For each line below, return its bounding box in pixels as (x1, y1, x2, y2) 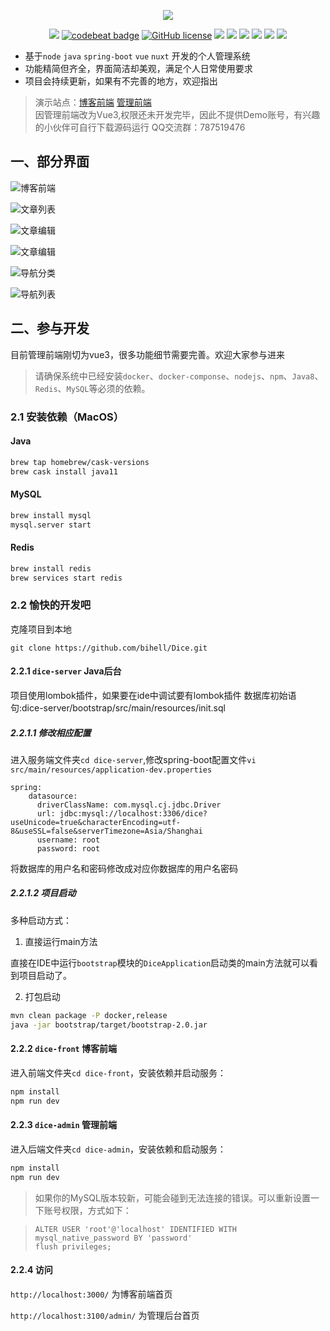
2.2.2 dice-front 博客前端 (10, 1043, 118, 1055)
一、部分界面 (10, 153, 90, 170)
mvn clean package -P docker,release (10, 1010, 168, 1020)
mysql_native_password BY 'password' (34, 1233, 193, 1243)
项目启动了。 (18, 969, 72, 981)
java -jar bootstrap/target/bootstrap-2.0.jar (10, 1020, 208, 1030)
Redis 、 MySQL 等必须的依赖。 (34, 382, 151, 394)
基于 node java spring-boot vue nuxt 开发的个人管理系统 (24, 50, 251, 62)
